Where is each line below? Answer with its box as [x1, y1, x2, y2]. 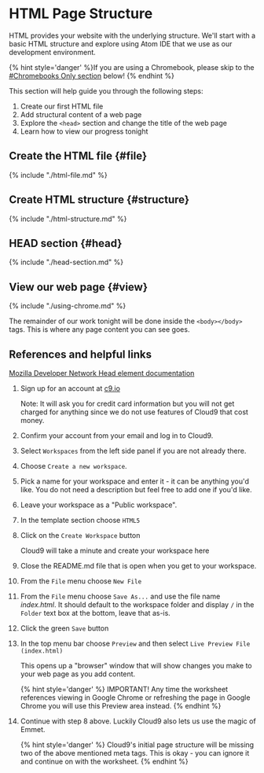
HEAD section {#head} [9, 237, 123, 250]
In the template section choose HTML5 [20, 516, 141, 525]
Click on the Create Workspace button [20, 531, 141, 539]
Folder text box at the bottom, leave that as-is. [20, 609, 171, 617]
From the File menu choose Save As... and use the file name [20, 591, 221, 601]
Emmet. [20, 725, 46, 734]
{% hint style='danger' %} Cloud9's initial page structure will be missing [20, 740, 255, 749]
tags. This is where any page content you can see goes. [9, 325, 190, 334]
